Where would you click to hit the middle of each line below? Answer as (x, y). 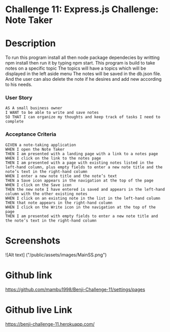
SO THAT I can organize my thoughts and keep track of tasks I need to (83, 117)
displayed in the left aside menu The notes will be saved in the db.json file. (83, 74)
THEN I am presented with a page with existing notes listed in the (79, 163)
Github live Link (39, 310)
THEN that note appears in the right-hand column (59, 203)
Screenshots (33, 240)
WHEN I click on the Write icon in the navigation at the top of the (81, 207)
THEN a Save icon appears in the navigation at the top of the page (79, 180)
